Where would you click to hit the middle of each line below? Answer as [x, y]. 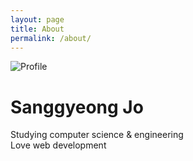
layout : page [37, 19]
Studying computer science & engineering [97, 135]
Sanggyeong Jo [77, 107]
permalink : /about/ [51, 38]
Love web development [58, 145]
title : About [37, 29]
